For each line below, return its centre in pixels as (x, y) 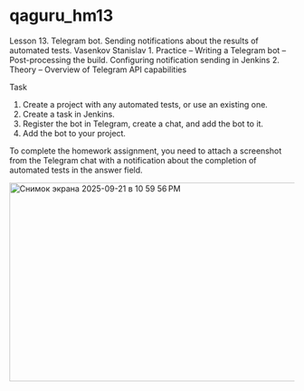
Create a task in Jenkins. (68, 114)
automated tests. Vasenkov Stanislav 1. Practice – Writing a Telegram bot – (148, 50)
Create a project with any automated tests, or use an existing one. (145, 104)
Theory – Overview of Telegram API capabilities (98, 70)
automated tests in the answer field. (76, 170)
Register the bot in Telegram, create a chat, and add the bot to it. (143, 124)
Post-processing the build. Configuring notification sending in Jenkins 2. (145, 60)
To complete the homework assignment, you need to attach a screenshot (146, 151)
